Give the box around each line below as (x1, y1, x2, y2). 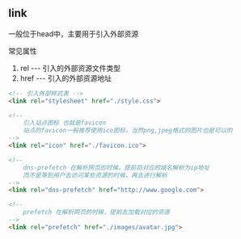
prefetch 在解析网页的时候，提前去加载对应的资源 (23, 208, 170, 216)
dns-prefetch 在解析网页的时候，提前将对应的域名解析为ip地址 (23, 163, 210, 172)
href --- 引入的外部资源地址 (19, 73, 112, 83)
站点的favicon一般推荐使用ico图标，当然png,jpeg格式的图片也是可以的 (23, 127, 233, 135)
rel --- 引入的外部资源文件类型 (19, 63, 121, 73)
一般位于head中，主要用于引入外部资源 (8, 28, 139, 39)
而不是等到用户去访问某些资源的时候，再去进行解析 (23, 171, 168, 179)
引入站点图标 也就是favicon (23, 119, 107, 128)
